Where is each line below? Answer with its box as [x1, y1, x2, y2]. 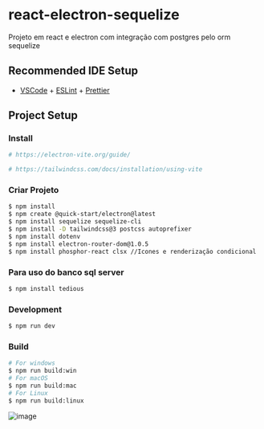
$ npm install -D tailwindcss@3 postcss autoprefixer [8, 225, 193, 234]
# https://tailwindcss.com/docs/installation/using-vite [8, 165, 203, 174]
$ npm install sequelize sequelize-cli [8, 218, 142, 226]
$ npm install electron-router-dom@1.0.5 [8, 239, 149, 248]
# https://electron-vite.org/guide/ [8, 151, 131, 159]
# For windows [8, 359, 56, 367]
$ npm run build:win [8, 367, 78, 375]
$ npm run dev [8, 322, 56, 330]
